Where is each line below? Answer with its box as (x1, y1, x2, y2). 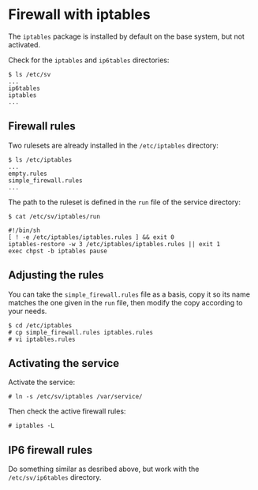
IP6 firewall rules (8, 443, 93, 457)
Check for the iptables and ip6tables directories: (8, 55, 170, 65)
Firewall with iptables (8, 6, 151, 24)
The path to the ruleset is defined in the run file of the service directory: (8, 197, 241, 207)
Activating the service (8, 357, 120, 370)
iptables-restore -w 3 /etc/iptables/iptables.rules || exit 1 (8, 240, 221, 248)
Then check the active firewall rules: (8, 406, 126, 416)
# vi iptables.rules (8, 335, 77, 343)
